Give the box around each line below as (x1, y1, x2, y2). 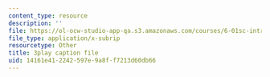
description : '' (8, 19, 63, 27)
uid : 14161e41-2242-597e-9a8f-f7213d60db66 (8, 57, 157, 65)
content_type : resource (8, 11, 88, 20)
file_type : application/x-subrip (8, 34, 121, 43)
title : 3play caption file (8, 49, 99, 57)
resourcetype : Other (8, 42, 78, 50)
